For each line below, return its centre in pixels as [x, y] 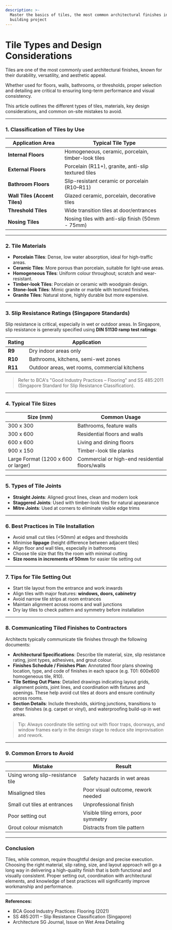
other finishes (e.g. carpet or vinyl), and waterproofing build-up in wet [87, 709]
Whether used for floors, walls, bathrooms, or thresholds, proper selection [84, 85]
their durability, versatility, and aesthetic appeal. [56, 75]
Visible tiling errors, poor [112, 813]
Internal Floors [26, 155]
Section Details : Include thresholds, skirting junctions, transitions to [84, 703]
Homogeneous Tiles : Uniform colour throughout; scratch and [78, 273]
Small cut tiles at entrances [40, 804]
